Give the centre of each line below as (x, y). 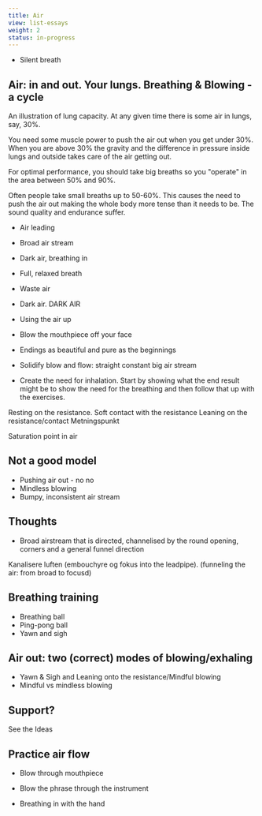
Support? (31, 710)
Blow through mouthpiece (61, 773)
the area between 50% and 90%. (62, 180)
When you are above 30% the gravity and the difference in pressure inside (129, 148)
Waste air (35, 289)
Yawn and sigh (44, 633)
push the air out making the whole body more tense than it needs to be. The (131, 204)
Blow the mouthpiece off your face (76, 335)
